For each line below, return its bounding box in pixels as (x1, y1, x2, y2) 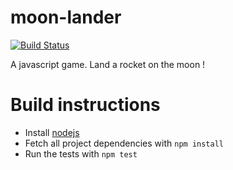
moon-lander (10, 6, 122, 29)
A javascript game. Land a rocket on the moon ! (10, 58, 206, 70)
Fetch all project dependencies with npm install (24, 137, 224, 149)
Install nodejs (24, 126, 80, 138)
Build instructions (10, 94, 161, 116)
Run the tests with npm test (24, 147, 138, 160)
